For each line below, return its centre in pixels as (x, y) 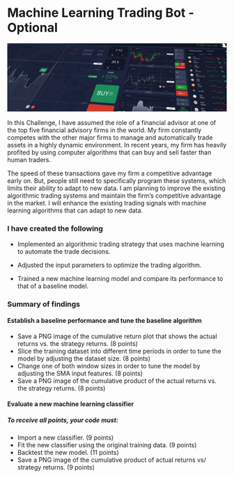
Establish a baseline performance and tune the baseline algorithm (104, 321)
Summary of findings (44, 304)
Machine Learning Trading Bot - (101, 13)
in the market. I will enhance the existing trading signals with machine (107, 203)
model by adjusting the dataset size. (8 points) (84, 358)
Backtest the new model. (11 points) (68, 453)
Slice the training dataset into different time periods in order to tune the (119, 351)
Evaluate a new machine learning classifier (71, 404)
